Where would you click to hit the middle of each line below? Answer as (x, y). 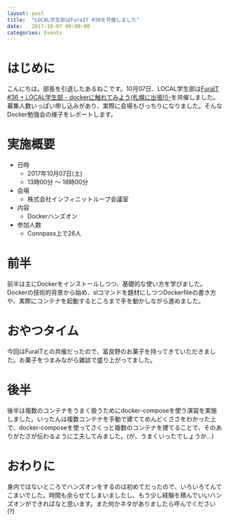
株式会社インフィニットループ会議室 (78, 199)
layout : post (26, 13)
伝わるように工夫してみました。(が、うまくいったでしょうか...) (125, 436)
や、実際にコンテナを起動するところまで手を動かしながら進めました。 (106, 301)
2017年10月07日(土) (55, 174)
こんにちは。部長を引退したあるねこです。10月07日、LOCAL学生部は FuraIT (113, 89)
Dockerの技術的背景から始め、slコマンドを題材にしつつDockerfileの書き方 (112, 292)
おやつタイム (43, 331)
